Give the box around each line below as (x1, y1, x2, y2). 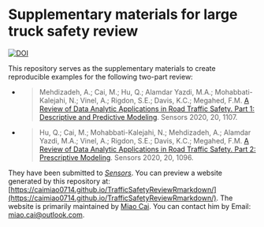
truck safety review (8, 22, 139, 40)
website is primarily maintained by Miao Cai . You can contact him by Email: (8, 201, 251, 210)
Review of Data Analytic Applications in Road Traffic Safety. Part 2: (39, 144, 256, 154)
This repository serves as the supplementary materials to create (8, 63, 216, 73)
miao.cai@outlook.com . (8, 210, 85, 219)
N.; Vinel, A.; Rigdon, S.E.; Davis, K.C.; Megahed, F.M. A (69, 95, 250, 105)
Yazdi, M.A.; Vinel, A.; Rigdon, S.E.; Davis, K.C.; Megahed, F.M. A (39, 136, 250, 145)
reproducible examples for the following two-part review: (8, 72, 193, 81)
